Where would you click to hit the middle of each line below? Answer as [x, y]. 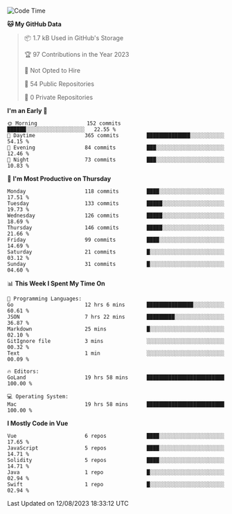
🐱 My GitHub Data [35, 24]
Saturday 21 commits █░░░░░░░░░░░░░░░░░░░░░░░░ [116, 252]
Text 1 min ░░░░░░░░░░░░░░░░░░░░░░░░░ [116, 353]
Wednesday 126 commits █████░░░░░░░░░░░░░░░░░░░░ [116, 215]
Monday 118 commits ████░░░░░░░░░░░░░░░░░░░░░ [116, 191]
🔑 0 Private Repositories [59, 97]
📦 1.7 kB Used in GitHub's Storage [74, 38]
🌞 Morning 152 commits [64, 123]
